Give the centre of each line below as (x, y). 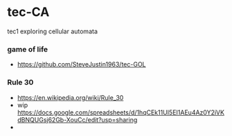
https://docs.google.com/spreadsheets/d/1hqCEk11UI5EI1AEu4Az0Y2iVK (121, 112)
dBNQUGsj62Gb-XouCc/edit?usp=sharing (77, 119)
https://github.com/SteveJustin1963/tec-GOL (82, 65)
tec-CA (28, 12)
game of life (28, 49)
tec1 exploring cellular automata (53, 31)
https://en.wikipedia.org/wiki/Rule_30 (70, 97)
